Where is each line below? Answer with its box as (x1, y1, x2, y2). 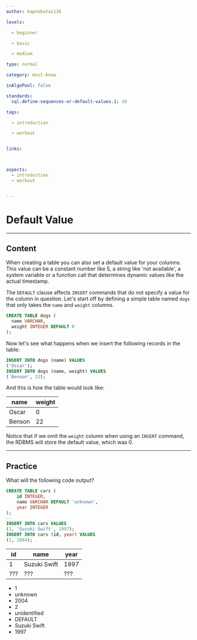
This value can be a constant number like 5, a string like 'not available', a (6, 265, 181, 272)
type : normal (6, 61, 38, 67)
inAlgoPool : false (6, 83, 51, 88)
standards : (6, 93, 33, 99)
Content (6, 244, 37, 254)
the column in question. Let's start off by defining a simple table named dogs (6, 295, 191, 302)
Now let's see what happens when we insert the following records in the (6, 340, 181, 347)
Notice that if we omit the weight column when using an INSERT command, (6, 433, 185, 440)
